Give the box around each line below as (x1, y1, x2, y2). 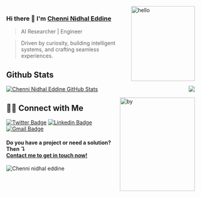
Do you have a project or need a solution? (6, 139, 111, 146)
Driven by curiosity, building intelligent (20, 40, 115, 47)
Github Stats (6, 69, 54, 80)
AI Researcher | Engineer (20, 28, 83, 35)
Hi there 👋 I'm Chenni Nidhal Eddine (6, 14, 112, 23)
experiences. (20, 52, 53, 59)
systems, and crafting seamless (20, 46, 100, 53)
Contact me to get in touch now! (6, 151, 88, 159)
